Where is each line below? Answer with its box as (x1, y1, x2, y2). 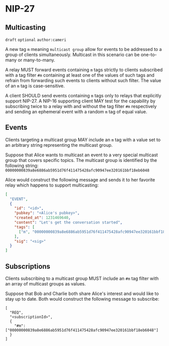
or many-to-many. (17, 57, 55, 63)
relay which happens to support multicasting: (5, 182, 99, 188)
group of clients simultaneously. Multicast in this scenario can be (5, 51, 140, 57)
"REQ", (10, 310, 24, 315)
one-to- (140, 51, 157, 57)
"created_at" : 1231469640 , (14, 215, 71, 220)
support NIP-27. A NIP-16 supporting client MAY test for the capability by (5, 98, 156, 104)
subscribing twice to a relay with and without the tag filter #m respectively (5, 103, 157, 109)
